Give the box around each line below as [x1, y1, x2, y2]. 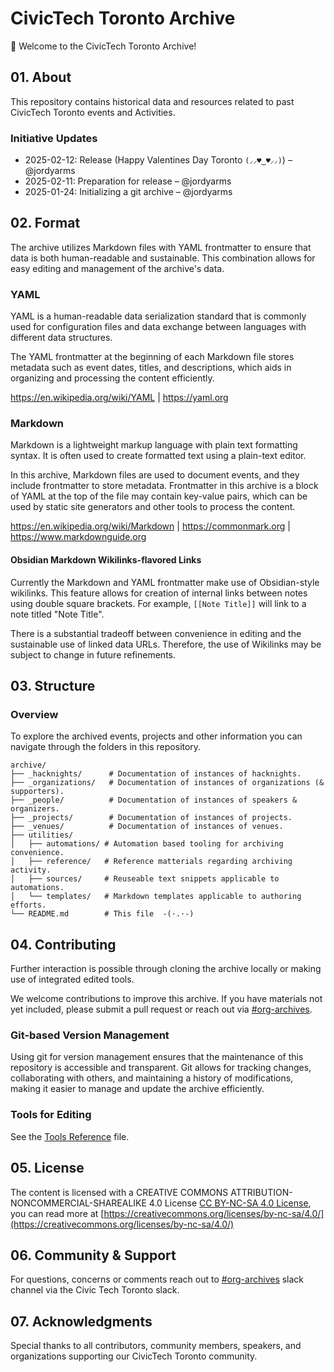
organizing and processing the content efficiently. [10, 372, 215, 384]
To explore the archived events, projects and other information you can [10, 730, 303, 742]
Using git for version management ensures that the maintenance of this [10, 1051, 304, 1063]
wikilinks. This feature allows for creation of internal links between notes [10, 587, 308, 599]
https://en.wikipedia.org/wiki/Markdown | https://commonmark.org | [10, 520, 291, 532]
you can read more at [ [10, 1207, 105, 1219]
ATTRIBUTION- [230, 1186, 293, 1198]
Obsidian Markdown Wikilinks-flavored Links [10, 554, 202, 566]
